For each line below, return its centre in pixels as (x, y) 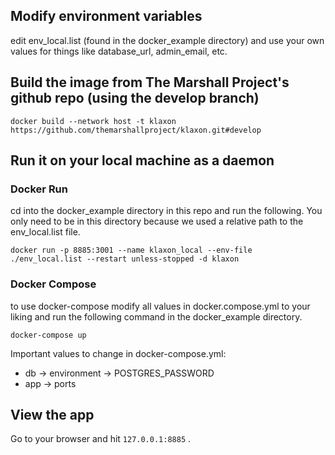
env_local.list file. (45, 232)
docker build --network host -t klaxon (93, 121)
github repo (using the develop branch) (135, 98)
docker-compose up (48, 335)
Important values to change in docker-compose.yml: (118, 353)
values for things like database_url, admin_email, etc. (119, 51)
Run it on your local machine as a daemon (142, 160)
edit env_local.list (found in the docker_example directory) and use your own (167, 40)
